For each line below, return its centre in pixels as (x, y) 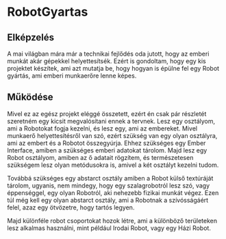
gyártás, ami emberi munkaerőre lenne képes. (72, 76)
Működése (30, 97)
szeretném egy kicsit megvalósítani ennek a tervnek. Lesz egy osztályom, (111, 121)
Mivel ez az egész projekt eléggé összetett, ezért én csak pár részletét (107, 113)
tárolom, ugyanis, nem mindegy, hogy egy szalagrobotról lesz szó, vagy (109, 185)
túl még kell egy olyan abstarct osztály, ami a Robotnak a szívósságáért (108, 200)
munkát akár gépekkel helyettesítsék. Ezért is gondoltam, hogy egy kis (107, 61)
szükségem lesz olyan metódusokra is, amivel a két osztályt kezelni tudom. (113, 165)
